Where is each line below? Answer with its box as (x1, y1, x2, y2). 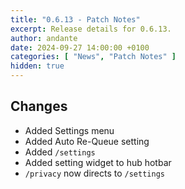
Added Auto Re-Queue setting (24, 135, 150, 147)
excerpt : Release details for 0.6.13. (10, 24, 172, 34)
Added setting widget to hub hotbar (24, 156, 172, 168)
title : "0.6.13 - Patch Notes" (10, 14, 141, 25)
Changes (10, 98, 68, 115)
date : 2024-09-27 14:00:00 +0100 (10, 42, 150, 53)
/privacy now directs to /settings (24, 167, 165, 179)
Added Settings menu (24, 124, 115, 136)
